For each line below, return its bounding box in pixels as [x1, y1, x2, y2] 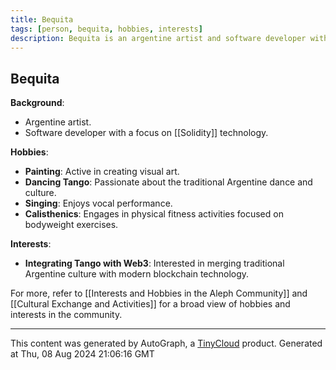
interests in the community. [10, 309, 123, 321]
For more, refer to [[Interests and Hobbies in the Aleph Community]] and [10, 287, 308, 300]
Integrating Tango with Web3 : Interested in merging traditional [24, 257, 285, 270]
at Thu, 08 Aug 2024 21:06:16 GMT [10, 348, 155, 360]
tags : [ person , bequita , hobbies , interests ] [10, 24, 203, 34]
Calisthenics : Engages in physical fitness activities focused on [24, 208, 284, 220]
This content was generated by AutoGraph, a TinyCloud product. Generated [10, 337, 323, 350]
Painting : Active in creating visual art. [24, 166, 180, 178]
